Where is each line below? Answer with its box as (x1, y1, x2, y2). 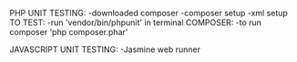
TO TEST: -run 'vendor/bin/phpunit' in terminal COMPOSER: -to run (9, 17, 262, 28)
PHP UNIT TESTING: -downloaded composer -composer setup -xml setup (9, 8, 289, 18)
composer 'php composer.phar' (9, 27, 128, 37)
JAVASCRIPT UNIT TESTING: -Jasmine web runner (9, 44, 200, 55)
